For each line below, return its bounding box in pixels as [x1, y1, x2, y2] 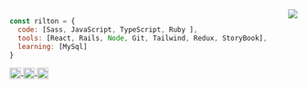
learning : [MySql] [17, 42, 89, 51]
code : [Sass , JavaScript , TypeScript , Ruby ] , [17, 24, 198, 34]
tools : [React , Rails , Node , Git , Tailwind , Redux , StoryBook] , [17, 34, 268, 43]
